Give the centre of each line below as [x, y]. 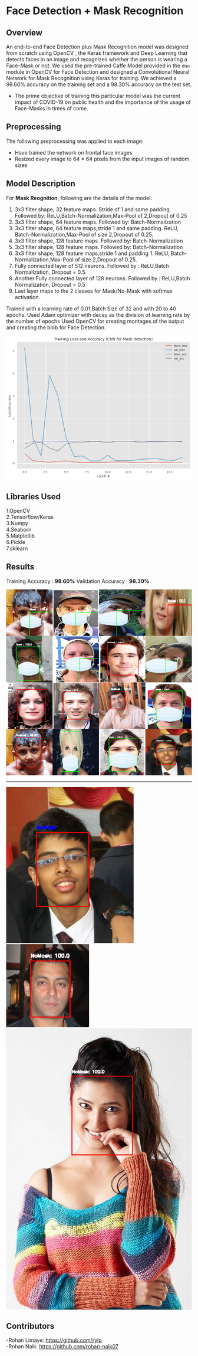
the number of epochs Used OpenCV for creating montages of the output [95, 321]
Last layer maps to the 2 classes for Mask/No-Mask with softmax [93, 291]
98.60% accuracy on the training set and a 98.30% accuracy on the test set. [99, 84]
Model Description [41, 184]
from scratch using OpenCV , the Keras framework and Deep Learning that [97, 53]
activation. [27, 297]
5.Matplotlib [21, 536]
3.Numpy [17, 523]
